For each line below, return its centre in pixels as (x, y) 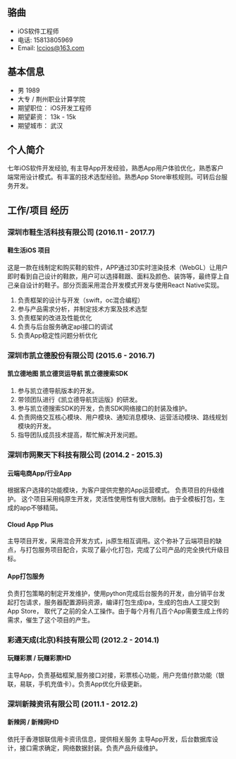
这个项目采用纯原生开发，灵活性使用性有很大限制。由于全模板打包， (120, 499)
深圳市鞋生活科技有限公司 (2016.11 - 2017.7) (81, 232)
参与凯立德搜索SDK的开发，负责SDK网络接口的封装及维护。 (104, 408)
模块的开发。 (36, 426)
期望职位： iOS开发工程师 (54, 107)
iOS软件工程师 (38, 31)
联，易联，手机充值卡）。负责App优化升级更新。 (76, 683)
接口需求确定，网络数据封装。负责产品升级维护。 (91, 748)
